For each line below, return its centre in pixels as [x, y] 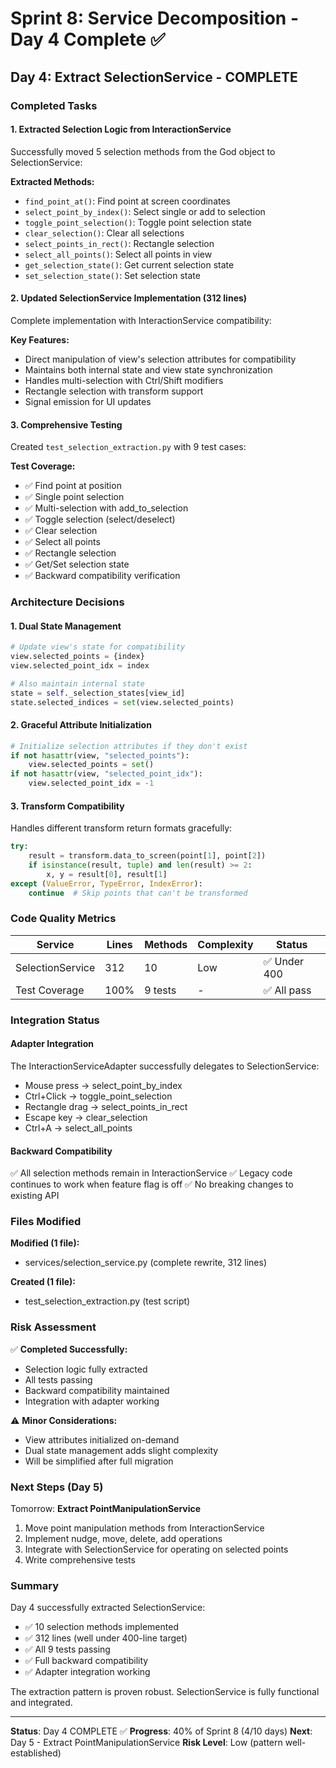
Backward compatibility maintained [97, 1390]
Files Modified [46, 1222]
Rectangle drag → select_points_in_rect [106, 1106]
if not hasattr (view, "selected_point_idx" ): [106, 774]
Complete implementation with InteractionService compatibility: [141, 320]
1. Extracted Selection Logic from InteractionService [121, 129]
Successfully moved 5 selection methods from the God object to [143, 151]
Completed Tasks [54, 105]
